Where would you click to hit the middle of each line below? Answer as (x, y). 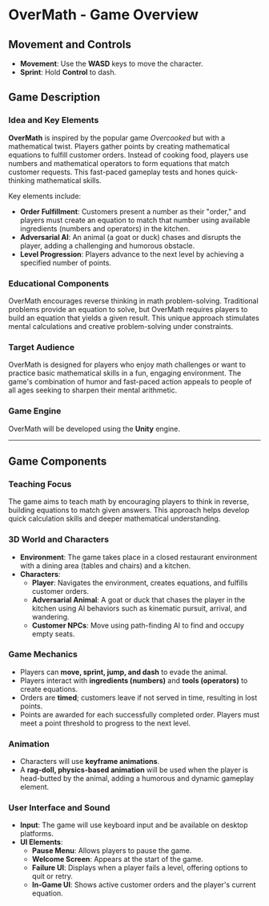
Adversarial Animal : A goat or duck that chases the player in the (139, 599)
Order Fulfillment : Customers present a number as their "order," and (133, 211)
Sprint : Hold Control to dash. (68, 72)
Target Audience (41, 347)
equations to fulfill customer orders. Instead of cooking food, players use (128, 155)
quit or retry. (52, 876)
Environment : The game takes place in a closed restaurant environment (139, 557)
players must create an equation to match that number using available (135, 220)
